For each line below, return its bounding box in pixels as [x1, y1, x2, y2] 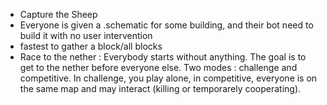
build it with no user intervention [19, 30, 153, 41]
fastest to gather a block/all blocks [19, 40, 163, 52]
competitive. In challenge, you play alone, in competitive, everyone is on [19, 72, 318, 84]
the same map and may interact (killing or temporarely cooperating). [19, 83, 302, 94]
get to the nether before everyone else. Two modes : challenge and [19, 62, 298, 73]
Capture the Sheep [19, 9, 98, 20]
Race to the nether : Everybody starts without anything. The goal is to [19, 51, 307, 63]
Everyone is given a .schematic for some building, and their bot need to [19, 19, 314, 31]
